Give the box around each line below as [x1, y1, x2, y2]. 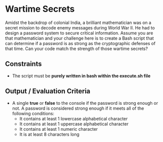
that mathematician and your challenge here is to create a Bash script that [5, 35, 154, 41]
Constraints [5, 60, 42, 68]
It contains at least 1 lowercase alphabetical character [19, 116, 128, 121]
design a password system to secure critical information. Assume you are [5, 30, 153, 36]
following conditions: [12, 110, 55, 116]
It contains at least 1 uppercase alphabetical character [19, 121, 129, 127]
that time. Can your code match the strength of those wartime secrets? [5, 46, 148, 51]
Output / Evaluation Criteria [5, 87, 91, 95]
